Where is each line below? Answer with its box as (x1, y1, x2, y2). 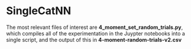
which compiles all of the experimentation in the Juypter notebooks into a (6, 30, 185, 37)
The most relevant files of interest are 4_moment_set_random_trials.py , (6, 24, 183, 31)
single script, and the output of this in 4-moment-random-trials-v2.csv (6, 36, 182, 43)
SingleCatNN (6, 4, 72, 18)
